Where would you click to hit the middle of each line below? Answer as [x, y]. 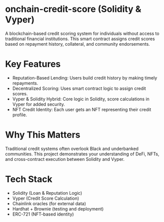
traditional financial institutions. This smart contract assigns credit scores [80, 39]
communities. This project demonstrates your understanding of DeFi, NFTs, [82, 154]
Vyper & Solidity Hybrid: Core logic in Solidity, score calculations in [81, 99]
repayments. [25, 83]
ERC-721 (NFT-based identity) [43, 214]
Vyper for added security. [39, 104]
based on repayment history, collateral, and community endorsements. [78, 44]
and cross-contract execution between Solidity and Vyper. [65, 159]
